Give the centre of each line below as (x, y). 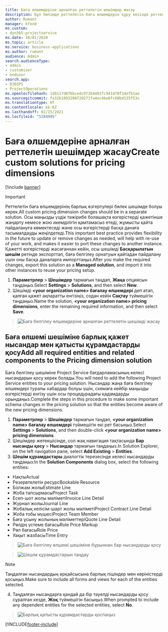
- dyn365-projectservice (31, 33)
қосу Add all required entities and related (70, 353)
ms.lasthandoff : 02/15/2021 (34, 112)
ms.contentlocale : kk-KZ (31, 107)
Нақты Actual (26, 477)
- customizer (19, 70)
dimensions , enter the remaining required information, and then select (85, 306)
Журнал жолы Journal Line (40, 503)
